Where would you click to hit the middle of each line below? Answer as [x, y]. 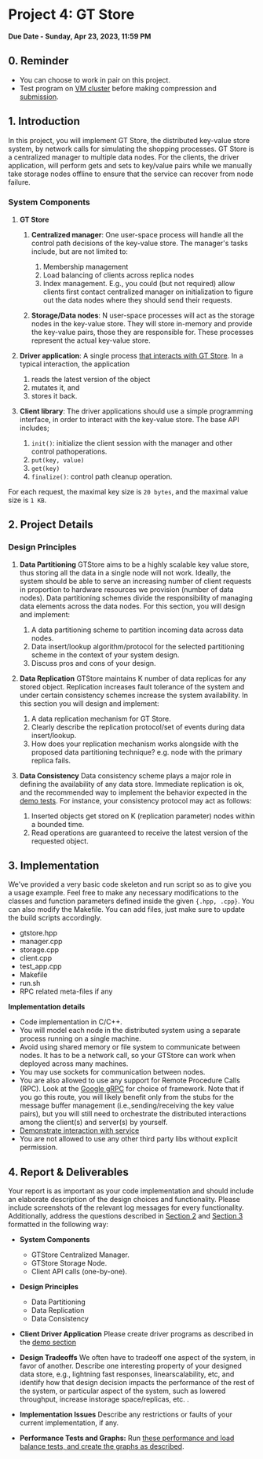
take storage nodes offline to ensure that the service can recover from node [131, 174]
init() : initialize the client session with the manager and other [132, 443]
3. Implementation [54, 865]
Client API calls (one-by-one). [79, 1272]
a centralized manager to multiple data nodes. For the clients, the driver [124, 157]
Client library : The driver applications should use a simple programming [136, 411]
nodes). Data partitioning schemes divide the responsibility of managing [136, 597]
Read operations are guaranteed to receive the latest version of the [140, 832]
